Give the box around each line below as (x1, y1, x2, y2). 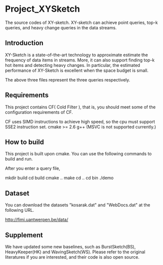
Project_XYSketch (5, 3, 80, 15)
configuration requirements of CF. (5, 109, 73, 115)
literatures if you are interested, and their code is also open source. (5, 254, 140, 260)
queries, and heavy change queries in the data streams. (5, 24, 117, 30)
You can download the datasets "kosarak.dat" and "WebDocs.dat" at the (5, 202, 150, 208)
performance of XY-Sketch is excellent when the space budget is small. (5, 67, 149, 73)
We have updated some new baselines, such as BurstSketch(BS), (5, 244, 136, 249)
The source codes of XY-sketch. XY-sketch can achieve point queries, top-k (5, 20, 158, 25)
